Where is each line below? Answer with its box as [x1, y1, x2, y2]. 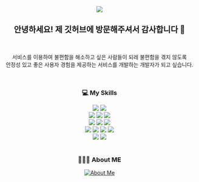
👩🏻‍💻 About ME [78, 155, 121, 164]
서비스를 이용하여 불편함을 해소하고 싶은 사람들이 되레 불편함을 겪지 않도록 [12, 53, 187, 60]
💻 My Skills [81, 88, 118, 97]
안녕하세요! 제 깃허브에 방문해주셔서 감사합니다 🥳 [13, 24, 186, 35]
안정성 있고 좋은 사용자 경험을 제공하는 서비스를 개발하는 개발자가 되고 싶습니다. [5, 60, 194, 68]
